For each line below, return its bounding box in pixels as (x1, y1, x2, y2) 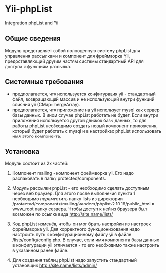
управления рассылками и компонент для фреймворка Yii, (5, 53, 130, 59)
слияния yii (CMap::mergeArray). (12, 101, 80, 107)
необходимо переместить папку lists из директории (12, 196, 123, 202)
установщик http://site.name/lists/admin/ (12, 262, 97, 269)
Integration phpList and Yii (5, 20, 59, 26)
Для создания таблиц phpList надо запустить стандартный (12, 257, 137, 263)
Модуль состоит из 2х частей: (5, 160, 69, 167)
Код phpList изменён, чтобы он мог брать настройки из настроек (12, 221, 151, 227)
